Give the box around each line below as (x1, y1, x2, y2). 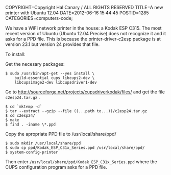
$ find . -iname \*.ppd (5, 122, 56, 127)
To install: (5, 51, 26, 57)
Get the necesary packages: (5, 61, 65, 67)
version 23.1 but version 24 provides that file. (5, 41, 100, 47)
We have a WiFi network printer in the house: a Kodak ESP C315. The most (5, 25, 162, 31)
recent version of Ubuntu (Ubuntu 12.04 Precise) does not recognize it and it (5, 31, 166, 36)
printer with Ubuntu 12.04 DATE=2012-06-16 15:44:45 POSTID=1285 (5, 10, 149, 16)
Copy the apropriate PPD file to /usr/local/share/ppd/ (5, 131, 116, 137)
